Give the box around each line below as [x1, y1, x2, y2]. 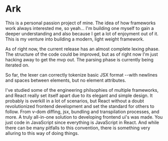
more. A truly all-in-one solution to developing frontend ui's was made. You [5, 114, 163, 120]
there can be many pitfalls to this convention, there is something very [5, 125, 150, 131]
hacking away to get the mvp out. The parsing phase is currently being [5, 56, 154, 62]
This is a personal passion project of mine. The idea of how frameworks [5, 20, 156, 26]
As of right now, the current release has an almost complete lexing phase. [5, 46, 160, 52]
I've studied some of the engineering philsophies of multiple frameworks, [5, 87, 159, 93]
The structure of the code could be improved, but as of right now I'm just [5, 51, 158, 57]
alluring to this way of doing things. [5, 130, 79, 136]
